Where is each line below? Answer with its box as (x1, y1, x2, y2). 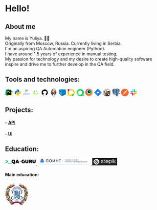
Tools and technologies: (5, 75, 80, 84)
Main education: (5, 172, 39, 178)
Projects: (5, 106, 33, 114)
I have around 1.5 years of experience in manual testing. (5, 51, 118, 57)
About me (5, 22, 36, 31)
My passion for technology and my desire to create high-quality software (5, 56, 153, 62)
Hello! (5, 3, 30, 14)
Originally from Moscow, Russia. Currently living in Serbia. (5, 41, 122, 46)
